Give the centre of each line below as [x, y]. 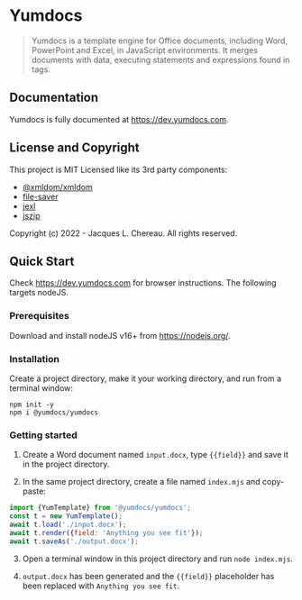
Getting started [44, 435]
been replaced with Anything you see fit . [101, 586]
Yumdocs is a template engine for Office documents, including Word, [160, 41]
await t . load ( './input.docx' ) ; [68, 525]
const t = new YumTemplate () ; [66, 516]
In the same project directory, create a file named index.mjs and [141, 482]
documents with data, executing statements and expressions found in [160, 59]
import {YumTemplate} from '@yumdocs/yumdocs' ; [101, 508]
